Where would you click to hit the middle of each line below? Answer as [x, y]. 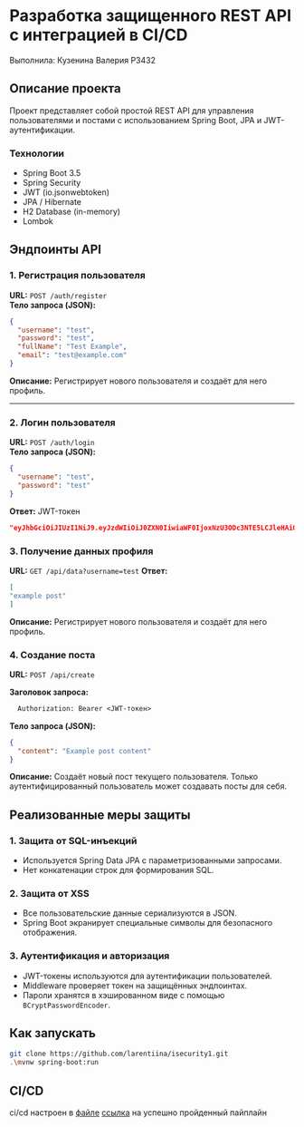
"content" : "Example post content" [85, 751]
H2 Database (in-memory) [71, 212]
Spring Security [52, 183]
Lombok [38, 221]
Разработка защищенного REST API [151, 16]
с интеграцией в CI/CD [99, 35]
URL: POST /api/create [52, 674]
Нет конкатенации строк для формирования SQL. [118, 870]
